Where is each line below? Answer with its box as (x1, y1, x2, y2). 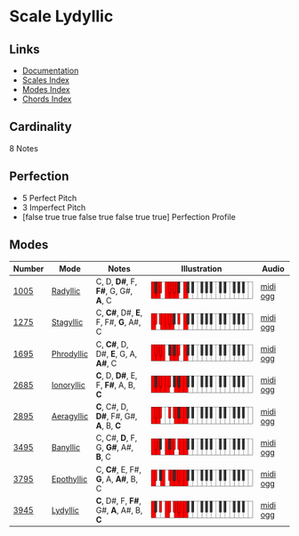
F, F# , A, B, (95, 379, 136, 390)
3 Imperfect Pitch (21, 202, 86, 213)
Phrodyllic (52, 348, 89, 359)
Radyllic (52, 286, 81, 296)
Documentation (21, 65, 79, 76)
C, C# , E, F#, (95, 464, 142, 475)
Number (12, 263, 44, 273)
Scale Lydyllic (9, 6, 114, 27)
